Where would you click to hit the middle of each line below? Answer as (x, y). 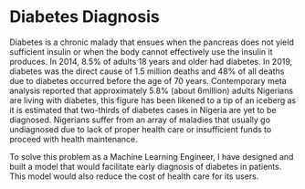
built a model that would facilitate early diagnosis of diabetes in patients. (146, 166)
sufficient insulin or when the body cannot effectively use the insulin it (141, 51)
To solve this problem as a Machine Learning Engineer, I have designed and (152, 156)
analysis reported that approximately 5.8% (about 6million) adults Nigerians (152, 90)
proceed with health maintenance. (74, 139)
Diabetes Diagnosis (84, 17)
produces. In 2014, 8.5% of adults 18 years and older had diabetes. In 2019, (151, 61)
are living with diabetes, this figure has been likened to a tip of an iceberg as (153, 100)
